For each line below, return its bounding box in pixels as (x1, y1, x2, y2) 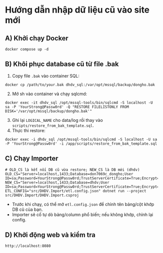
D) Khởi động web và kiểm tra (5, 231, 96, 239)
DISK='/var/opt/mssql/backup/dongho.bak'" (5, 109, 92, 114)
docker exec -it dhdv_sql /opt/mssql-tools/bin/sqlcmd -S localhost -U (5, 100, 153, 105)
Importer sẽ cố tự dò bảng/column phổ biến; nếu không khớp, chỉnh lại (12, 211, 154, 218)
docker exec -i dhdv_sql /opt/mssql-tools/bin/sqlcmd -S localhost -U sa (5, 137, 158, 142)
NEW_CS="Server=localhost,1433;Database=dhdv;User (5, 180, 110, 185)
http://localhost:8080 (5, 244, 51, 249)
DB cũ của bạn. (12, 206, 43, 212)
